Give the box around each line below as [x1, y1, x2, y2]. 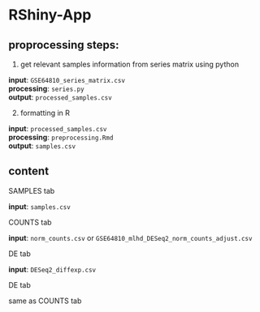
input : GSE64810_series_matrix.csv [8, 75, 126, 84]
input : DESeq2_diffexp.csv [8, 264, 97, 274]
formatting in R [19, 108, 71, 118]
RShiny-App [8, 6, 92, 24]
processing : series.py [8, 83, 84, 93]
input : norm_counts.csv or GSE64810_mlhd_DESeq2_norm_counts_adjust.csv [8, 233, 253, 242]
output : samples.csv [8, 141, 76, 151]
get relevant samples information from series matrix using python [19, 59, 240, 69]
